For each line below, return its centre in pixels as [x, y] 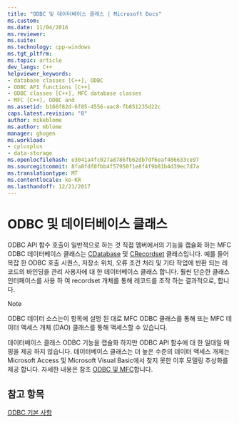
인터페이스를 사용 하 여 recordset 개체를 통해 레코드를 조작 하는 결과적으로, [112, 281]
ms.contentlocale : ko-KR [44, 180]
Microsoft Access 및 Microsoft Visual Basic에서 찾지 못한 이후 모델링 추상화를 [118, 360]
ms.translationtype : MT [43, 173]
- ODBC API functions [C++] [49, 87]
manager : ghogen [31, 133]
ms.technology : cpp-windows [49, 47]
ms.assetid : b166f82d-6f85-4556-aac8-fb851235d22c [84, 107]
